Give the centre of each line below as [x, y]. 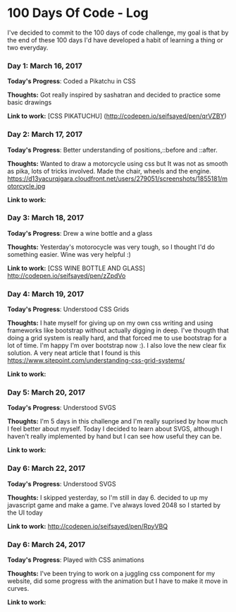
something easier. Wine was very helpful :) [69, 254]
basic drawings [30, 102]
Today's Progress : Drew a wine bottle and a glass [80, 233]
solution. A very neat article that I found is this [74, 353]
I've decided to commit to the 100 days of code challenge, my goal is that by [118, 32]
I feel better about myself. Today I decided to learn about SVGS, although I [115, 429]
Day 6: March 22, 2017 [46, 469]
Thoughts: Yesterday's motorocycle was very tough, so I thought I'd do [111, 247]
